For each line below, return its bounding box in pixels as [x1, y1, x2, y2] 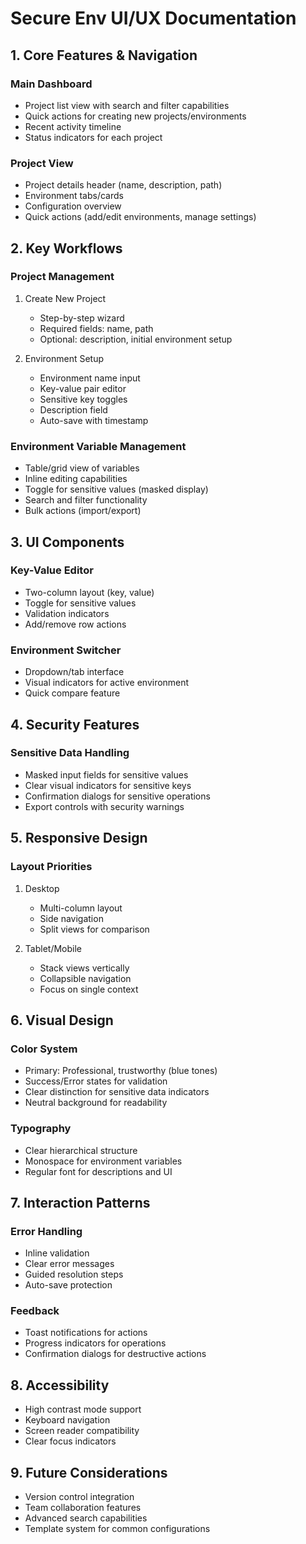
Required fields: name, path [39, 322, 154, 334]
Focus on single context [39, 983, 139, 995]
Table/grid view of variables [24, 462, 140, 474]
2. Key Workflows [10, 240, 123, 257]
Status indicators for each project [24, 131, 163, 143]
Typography [10, 1122, 72, 1136]
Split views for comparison [39, 923, 150, 935]
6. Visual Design [10, 1012, 114, 1029]
